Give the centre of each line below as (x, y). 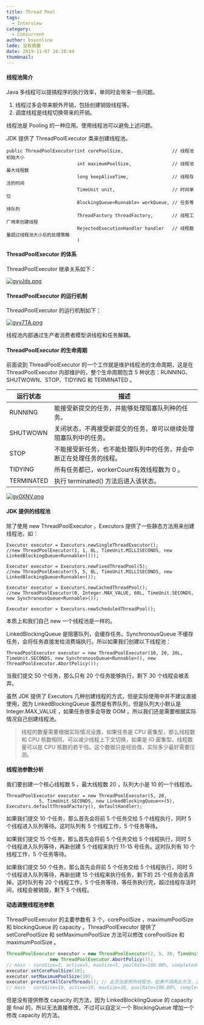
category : (19, 29)
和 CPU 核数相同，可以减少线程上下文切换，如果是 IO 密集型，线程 (104, 739)
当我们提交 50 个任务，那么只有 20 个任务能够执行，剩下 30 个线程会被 (95, 676)
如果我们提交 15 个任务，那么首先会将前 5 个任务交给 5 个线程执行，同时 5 (99, 838)
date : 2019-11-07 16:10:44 (40, 52)
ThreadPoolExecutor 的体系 (42, 254)
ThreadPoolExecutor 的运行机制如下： (54, 310)
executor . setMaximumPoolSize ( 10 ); (50, 976)
